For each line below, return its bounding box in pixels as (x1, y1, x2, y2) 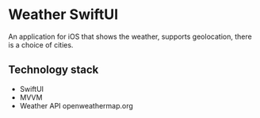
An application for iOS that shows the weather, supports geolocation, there (8, 32, 252, 41)
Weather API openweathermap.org (19, 101, 133, 110)
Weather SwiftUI (8, 6, 119, 24)
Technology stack (8, 63, 99, 77)
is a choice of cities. (8, 40, 74, 49)
